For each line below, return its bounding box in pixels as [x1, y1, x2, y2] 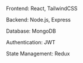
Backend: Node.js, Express [6, 16, 71, 23]
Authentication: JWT [6, 39, 56, 45]
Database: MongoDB [6, 27, 57, 34]
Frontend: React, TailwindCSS [6, 5, 78, 12]
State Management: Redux [6, 50, 70, 57]
